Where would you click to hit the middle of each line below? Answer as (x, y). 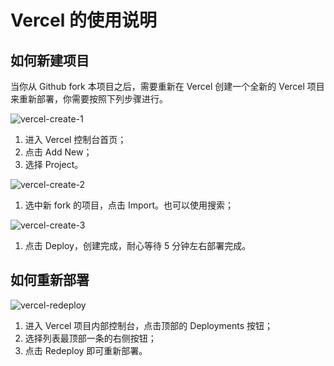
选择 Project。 (54, 164)
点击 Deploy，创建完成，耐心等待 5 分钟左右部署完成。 (138, 245)
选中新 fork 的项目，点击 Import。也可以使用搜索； (129, 205)
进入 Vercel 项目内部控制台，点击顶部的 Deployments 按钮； (148, 325)
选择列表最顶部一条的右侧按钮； (90, 338)
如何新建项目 (50, 60)
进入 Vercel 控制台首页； (75, 139)
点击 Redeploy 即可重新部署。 (86, 350)
